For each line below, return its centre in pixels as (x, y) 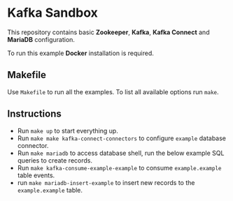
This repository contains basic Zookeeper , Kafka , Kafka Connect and (108, 32)
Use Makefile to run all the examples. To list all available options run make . (113, 91)
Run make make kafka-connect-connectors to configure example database (121, 138)
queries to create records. (55, 160)
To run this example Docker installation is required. (80, 53)
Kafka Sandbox (52, 13)
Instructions (34, 114)
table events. (36, 175)
